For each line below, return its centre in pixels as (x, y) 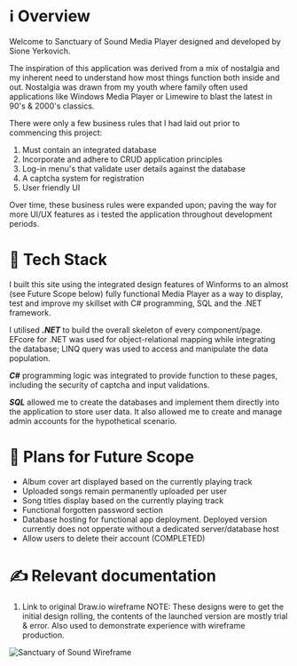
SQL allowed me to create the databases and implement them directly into (145, 402)
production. (43, 635)
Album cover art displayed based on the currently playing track (137, 481)
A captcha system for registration (83, 178)
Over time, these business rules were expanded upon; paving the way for (143, 205)
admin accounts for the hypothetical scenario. (93, 421)
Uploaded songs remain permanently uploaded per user (125, 491)
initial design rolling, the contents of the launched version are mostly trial (155, 616)
